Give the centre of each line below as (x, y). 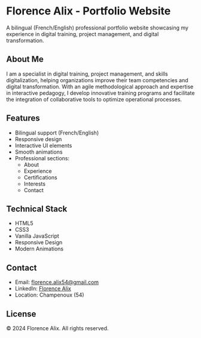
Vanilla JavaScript (37, 236)
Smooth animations (39, 152)
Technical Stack (37, 209)
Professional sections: (42, 158)
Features (23, 118)
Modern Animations (39, 249)
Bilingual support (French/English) (57, 133)
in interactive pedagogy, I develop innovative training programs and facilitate (100, 93)
